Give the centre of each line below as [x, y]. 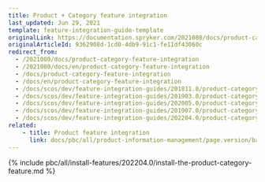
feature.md [26, 171]
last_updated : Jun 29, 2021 [54, 23]
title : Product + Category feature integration [88, 15]
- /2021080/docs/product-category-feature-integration [107, 60]
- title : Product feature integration [86, 132]
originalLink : [32, 37]
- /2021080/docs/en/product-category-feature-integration [113, 67]
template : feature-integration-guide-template [86, 30]
